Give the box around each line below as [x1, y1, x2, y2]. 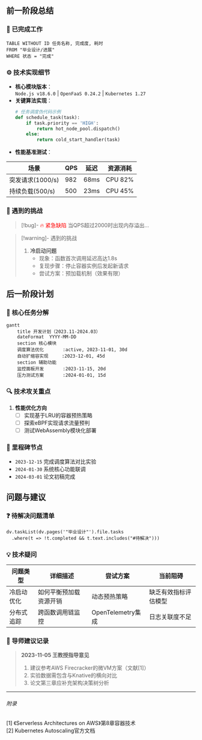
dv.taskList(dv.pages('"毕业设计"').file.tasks [6, 528, 124, 535]
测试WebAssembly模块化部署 [23, 426, 97, 434]
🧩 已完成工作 [6, 25, 43, 34]
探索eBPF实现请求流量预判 [23, 419, 90, 426]
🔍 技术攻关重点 [6, 387, 51, 396]
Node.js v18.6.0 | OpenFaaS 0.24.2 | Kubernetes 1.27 [14, 90, 146, 97]
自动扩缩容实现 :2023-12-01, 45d [17, 353, 105, 359]
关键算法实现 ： [14, 97, 52, 104]
